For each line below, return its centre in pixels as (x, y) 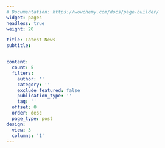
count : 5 (23, 68)
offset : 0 (24, 107)
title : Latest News (31, 40)
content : (17, 62)
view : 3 (22, 130)
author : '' (31, 79)
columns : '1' (28, 136)
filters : (23, 73)
